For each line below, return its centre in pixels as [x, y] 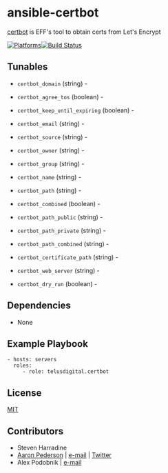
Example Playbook [48, 344]
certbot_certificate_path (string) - [67, 257]
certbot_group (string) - [51, 163]
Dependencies [39, 306]
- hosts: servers [32, 360]
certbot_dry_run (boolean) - [57, 283]
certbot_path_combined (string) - [63, 243]
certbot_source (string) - [52, 137]
